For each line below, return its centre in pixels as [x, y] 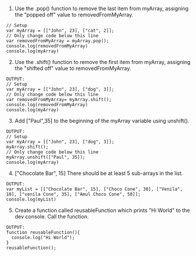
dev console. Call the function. [52, 216]
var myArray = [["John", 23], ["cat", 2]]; [60, 31]
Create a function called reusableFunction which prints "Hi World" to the [102, 210]
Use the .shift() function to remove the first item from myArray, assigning [102, 62]
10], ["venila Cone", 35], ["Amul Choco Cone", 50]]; [74, 194]
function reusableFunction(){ [43, 233]
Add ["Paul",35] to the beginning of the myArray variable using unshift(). [102, 121]
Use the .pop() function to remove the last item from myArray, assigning [102, 9]
